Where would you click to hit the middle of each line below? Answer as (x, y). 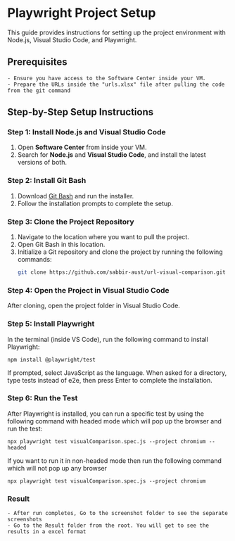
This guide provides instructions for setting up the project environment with (117, 32)
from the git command (39, 90)
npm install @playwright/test (52, 359)
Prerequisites (37, 62)
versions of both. (42, 163)
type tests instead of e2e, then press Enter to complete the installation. (110, 380)
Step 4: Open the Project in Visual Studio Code (89, 290)
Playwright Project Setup (82, 13)
